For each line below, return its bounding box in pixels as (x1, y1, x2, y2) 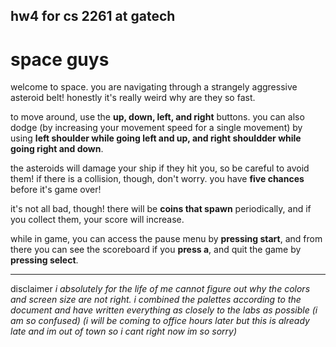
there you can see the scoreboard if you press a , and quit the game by (10, 244, 302, 256)
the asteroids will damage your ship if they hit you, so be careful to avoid (10, 162, 310, 174)
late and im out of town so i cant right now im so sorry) (10, 325, 238, 338)
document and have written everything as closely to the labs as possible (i (10, 304, 318, 316)
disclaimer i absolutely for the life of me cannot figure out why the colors (10, 283, 311, 295)
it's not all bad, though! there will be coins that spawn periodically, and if (10, 203, 312, 215)
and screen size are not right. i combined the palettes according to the (10, 294, 302, 306)
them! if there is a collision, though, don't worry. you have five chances (10, 173, 305, 185)
